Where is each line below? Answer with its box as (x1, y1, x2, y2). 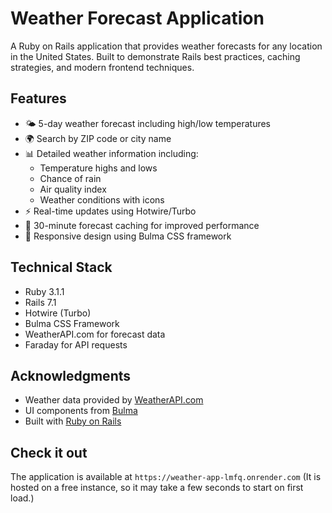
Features (10, 90, 67, 107)
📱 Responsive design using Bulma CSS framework (24, 230, 232, 242)
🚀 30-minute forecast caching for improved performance (24, 219, 260, 231)
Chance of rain (39, 172, 102, 184)
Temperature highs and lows (39, 162, 158, 174)
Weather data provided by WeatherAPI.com (24, 394, 204, 406)
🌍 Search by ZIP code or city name (24, 132, 172, 144)
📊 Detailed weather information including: (24, 147, 199, 159)
